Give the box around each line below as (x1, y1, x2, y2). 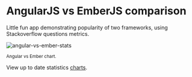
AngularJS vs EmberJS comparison (6, 4, 187, 18)
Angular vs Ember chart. (6, 53, 57, 59)
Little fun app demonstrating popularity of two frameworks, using (6, 24, 168, 31)
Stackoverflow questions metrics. (6, 30, 89, 37)
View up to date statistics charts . (6, 64, 87, 71)
